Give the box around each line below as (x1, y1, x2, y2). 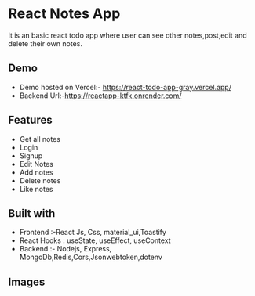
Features (8, 114, 53, 127)
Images (8, 275, 46, 288)
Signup (19, 150, 43, 161)
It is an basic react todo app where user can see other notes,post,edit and (8, 31, 247, 40)
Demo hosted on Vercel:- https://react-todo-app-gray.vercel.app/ (19, 82, 231, 92)
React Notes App (8, 5, 121, 23)
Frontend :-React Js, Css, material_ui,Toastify (19, 228, 167, 237)
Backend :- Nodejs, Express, (19, 244, 112, 254)
